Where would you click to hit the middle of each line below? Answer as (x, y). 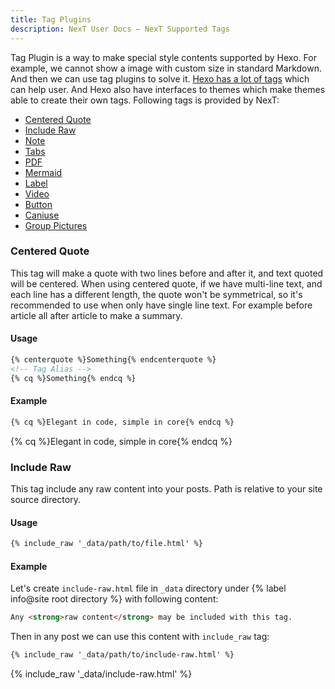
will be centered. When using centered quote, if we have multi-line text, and (166, 283)
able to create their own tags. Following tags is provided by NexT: (145, 100)
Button (38, 204)
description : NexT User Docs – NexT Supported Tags (120, 29)
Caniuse (42, 215)
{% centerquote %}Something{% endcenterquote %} (113, 360)
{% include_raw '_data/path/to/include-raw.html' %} (122, 655)
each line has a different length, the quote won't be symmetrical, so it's (156, 294)
